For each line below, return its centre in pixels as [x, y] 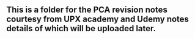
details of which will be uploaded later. [81, 28]
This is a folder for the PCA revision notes [87, 10]
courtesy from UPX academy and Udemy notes [98, 19]
